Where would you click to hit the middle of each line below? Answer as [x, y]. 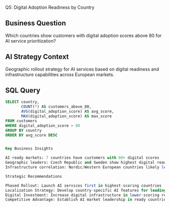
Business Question [36, 23]
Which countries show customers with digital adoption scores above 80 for [83, 36]
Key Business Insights [29, 149]
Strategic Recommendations [34, 176]
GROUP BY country [24, 130]
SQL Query [23, 91]
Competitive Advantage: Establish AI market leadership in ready [75, 200]
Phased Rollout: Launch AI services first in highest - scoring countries [83, 185]
